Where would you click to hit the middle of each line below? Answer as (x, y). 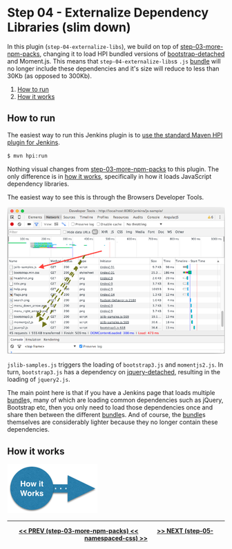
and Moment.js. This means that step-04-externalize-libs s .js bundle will (114, 61)
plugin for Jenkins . (34, 142)
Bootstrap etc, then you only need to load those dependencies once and (110, 407)
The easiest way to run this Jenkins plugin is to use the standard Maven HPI (115, 135)
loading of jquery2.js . (39, 379)
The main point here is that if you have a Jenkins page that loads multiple (111, 393)
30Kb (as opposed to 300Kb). (49, 76)
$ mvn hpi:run (28, 156)
